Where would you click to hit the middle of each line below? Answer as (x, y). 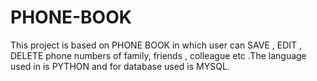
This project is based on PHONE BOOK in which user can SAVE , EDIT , (156, 45)
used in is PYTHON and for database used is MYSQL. (120, 66)
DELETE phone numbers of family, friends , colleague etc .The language (158, 55)
